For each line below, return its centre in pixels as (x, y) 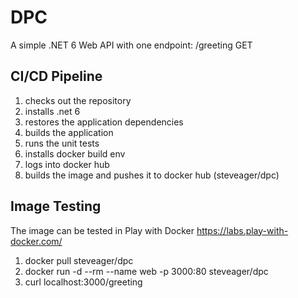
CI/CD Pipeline (56, 76)
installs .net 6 (52, 111)
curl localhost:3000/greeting (83, 282)
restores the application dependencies (104, 122)
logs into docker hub (67, 164)
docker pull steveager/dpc (79, 260)
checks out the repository (78, 100)
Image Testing (56, 206)
